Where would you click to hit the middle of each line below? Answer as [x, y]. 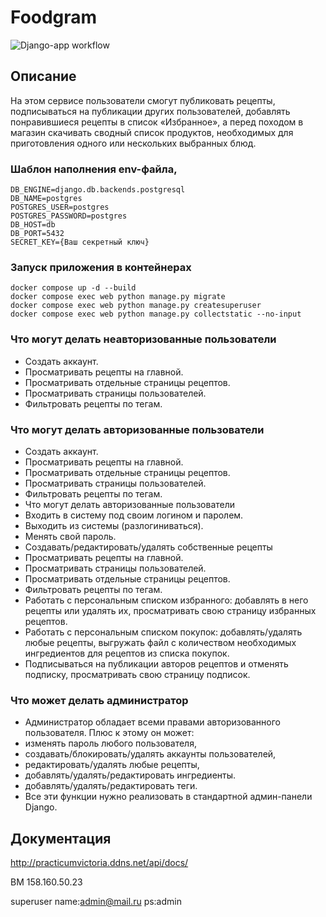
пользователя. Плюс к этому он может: [109, 733]
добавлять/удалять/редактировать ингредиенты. [130, 775]
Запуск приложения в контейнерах [101, 267]
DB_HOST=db [33, 225]
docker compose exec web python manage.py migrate [118, 297]
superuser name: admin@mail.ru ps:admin [96, 902]
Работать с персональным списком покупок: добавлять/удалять [163, 632]
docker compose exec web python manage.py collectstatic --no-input [156, 314]
